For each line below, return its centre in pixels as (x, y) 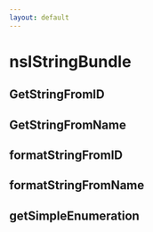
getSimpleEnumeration (74, 215)
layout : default (39, 17)
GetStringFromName (68, 124)
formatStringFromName (77, 185)
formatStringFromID (66, 155)
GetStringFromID (57, 95)
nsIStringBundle (70, 61)
